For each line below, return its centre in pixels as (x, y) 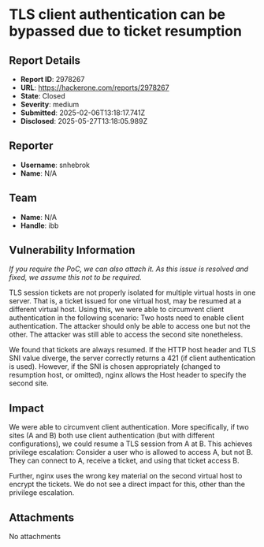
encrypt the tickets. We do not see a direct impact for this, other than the (127, 484)
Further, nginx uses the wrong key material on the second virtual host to (126, 476)
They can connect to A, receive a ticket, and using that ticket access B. (124, 461)
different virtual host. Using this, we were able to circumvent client (117, 310)
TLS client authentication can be (117, 15)
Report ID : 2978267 (52, 79)
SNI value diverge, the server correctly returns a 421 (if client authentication (132, 358)
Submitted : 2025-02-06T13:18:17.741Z (83, 113)
